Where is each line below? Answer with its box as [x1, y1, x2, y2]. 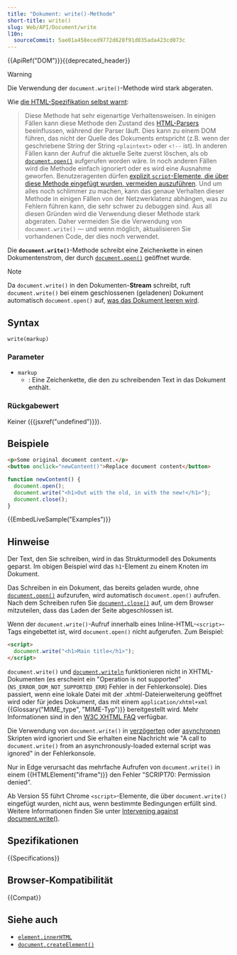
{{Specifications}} [7, 853, 60, 862]
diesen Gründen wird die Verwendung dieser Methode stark [24, 210, 200, 218]
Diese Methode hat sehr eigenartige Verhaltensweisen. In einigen [24, 112, 216, 120]
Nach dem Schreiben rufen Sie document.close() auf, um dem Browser [7, 598, 214, 608]
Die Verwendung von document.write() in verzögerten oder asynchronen [7, 726, 221, 735]
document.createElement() [17, 941, 94, 949]
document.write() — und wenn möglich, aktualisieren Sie [24, 225, 192, 233]
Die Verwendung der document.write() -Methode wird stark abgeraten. [7, 84, 214, 92]
